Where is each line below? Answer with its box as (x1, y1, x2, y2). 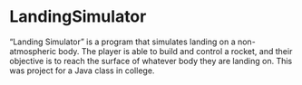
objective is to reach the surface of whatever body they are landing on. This (9, 55, 293, 66)
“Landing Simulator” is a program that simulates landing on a (9, 36, 236, 47)
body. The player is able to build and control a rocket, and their (58, 45, 293, 56)
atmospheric (9, 45, 57, 56)
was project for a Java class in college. (9, 65, 155, 76)
